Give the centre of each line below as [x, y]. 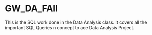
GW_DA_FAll [32, 9]
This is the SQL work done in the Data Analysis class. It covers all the [76, 22]
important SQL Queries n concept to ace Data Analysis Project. [70, 27]
